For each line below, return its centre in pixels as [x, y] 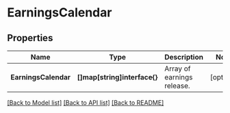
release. [177, 86]
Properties [30, 38]
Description [184, 57]
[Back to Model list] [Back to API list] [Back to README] [86, 103]
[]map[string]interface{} [117, 77]
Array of [177, 68]
